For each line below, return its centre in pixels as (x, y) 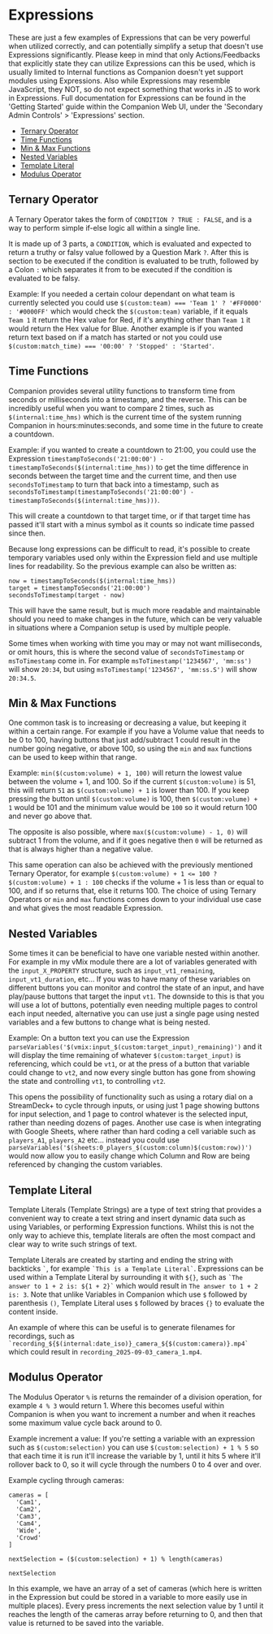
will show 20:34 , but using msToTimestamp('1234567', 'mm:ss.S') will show (133, 669)
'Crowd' (29, 1537)
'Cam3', (29, 1516)
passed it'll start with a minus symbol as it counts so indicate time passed (131, 524)
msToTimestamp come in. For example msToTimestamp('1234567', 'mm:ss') (130, 661)
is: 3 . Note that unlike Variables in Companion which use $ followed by (128, 1294)
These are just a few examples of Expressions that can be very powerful (129, 37)
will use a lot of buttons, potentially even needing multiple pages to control (133, 1005)
